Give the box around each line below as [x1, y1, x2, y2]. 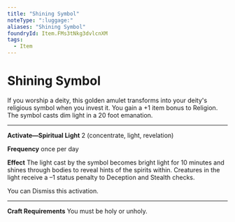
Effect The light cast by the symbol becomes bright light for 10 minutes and [7, 158, 225, 167]
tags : [7, 36, 23, 43]
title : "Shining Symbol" [7, 10, 80, 18]
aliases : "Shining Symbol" [7, 23, 86, 30]
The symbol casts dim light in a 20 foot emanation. [7, 111, 153, 119]
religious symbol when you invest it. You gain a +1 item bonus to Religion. [7, 103, 218, 112]
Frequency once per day [7, 144, 79, 153]
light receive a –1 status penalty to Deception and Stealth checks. [7, 173, 195, 181]
